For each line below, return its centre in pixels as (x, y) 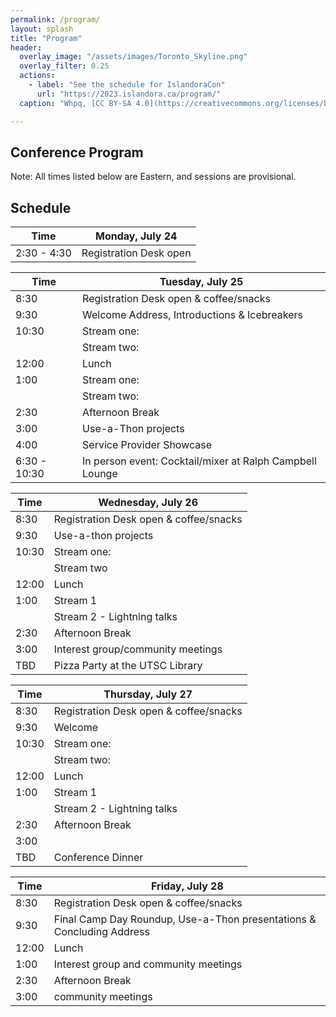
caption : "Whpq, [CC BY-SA (75, 103)
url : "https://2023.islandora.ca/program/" (129, 94)
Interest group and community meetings (148, 964)
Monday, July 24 (136, 236)
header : (26, 47)
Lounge (100, 474)
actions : (37, 76)
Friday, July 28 (187, 886)
